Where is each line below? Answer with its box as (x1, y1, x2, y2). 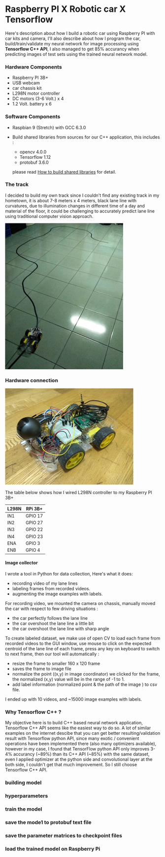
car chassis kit (12, 85, 42, 91)
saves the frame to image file (12, 666, 71, 672)
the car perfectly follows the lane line (12, 615, 88, 621)
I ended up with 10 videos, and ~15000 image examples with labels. (5, 696, 142, 702)
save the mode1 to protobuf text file (5, 819, 92, 825)
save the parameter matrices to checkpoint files (5, 832, 122, 839)
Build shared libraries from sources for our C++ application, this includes (12, 134, 160, 140)
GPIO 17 (25, 513, 43, 519)
